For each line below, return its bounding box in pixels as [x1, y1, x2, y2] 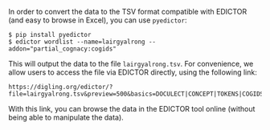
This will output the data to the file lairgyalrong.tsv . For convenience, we [8, 59, 254, 68]
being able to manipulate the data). [8, 112, 125, 122]
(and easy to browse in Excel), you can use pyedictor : [8, 15, 187, 25]
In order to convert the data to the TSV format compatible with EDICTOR [8, 7, 247, 16]
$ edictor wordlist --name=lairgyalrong [8, 38, 146, 46]
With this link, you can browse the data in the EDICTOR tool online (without [8, 104, 256, 113]
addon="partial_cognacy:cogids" [8, 45, 117, 53]
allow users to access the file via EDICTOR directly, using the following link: [8, 67, 257, 77]
